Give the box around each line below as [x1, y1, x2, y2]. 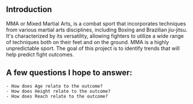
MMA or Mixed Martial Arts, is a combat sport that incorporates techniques [6, 20, 187, 27]
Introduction [6, 5, 52, 15]
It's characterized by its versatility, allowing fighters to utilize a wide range [6, 32, 184, 40]
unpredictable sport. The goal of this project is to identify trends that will [6, 45, 180, 52]
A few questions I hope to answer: [6, 68, 132, 78]
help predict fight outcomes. [6, 51, 74, 58]
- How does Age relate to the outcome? [6, 83, 103, 89]
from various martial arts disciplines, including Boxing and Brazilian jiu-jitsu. [6, 26, 188, 33]
